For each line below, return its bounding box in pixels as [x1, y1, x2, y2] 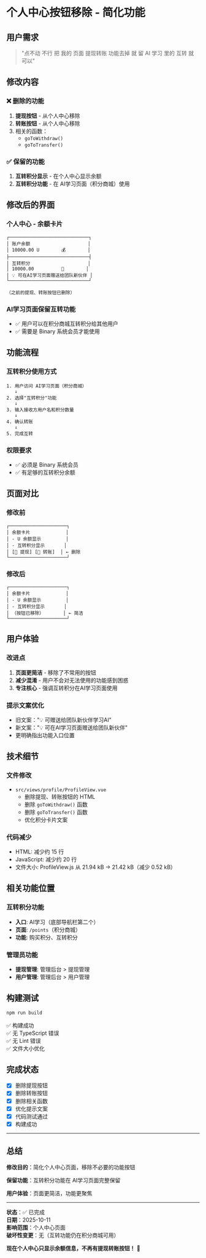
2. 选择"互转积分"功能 [6, 395, 57, 401]
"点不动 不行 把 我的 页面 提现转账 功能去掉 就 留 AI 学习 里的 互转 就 [21, 50, 194, 57]
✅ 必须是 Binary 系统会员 [15, 461, 78, 468]
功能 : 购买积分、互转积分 [15, 933, 78, 941]
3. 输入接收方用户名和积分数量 [6, 406, 75, 413]
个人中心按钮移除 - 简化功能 [6, 6, 146, 20]
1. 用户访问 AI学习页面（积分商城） [6, 382, 87, 389]
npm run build [6, 1010, 43, 1016]
